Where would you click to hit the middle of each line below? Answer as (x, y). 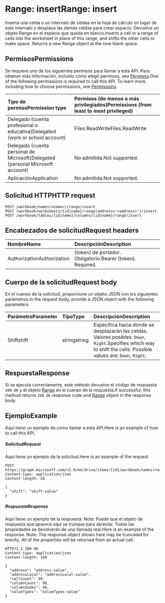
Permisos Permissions (39, 59)
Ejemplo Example (31, 416)
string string (75, 340)
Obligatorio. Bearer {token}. (105, 259)
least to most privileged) (104, 110)
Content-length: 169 (26, 557)
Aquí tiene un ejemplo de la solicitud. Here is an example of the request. (77, 456)
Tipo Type (73, 317)
